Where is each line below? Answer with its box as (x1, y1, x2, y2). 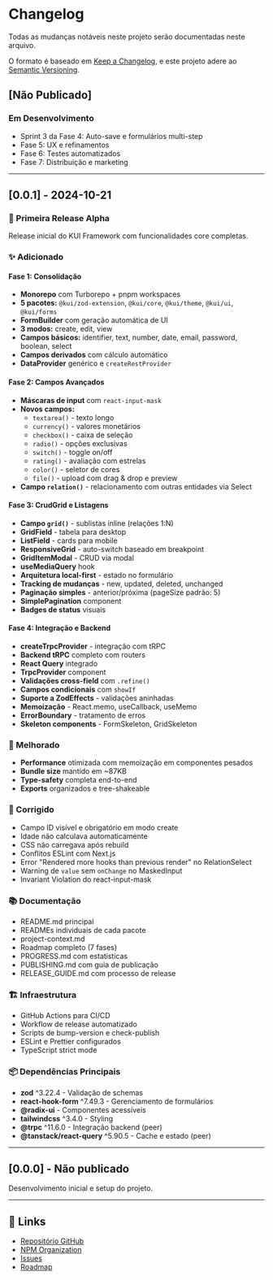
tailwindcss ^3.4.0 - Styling (19, 1113, 114, 1123)
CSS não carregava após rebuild (19, 840, 129, 849)
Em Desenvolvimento (8, 113, 95, 124)
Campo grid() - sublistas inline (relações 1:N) (19, 518, 174, 528)
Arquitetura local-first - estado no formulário (19, 570, 173, 579)
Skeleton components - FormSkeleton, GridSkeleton (19, 719, 197, 729)
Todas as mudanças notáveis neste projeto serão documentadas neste (8, 32, 245, 41)
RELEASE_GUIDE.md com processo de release (19, 968, 176, 978)
